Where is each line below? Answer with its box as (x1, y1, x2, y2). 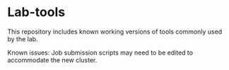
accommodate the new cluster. (7, 55, 98, 64)
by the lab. (7, 34, 38, 43)
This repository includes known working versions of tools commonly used (7, 27, 223, 36)
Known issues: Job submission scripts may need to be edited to (7, 48, 193, 57)
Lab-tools (7, 4, 66, 20)
